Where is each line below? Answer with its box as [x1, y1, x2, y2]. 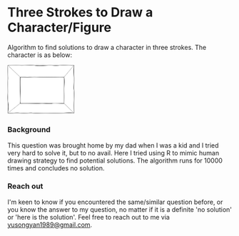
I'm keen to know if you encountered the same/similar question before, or [7, 197, 223, 206]
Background [7, 125, 51, 135]
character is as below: [7, 51, 73, 59]
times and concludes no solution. [7, 163, 105, 172]
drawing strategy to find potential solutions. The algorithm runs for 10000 [7, 156, 223, 165]
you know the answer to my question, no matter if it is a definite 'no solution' [7, 205, 233, 214]
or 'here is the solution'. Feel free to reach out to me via [7, 212, 170, 221]
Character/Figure [7, 19, 112, 36]
